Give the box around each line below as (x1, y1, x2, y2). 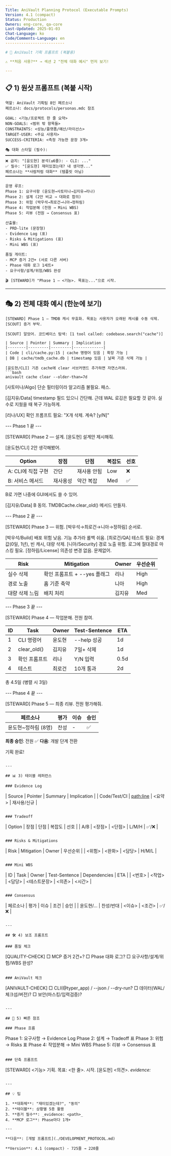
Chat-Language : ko (5, 31, 44, 36)
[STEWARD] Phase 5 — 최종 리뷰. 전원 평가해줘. (5, 701, 103, 707)
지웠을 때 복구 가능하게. (14, 401, 61, 407)
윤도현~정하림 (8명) (8, 724, 53, 731)
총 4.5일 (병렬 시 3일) (5, 679, 48, 685)
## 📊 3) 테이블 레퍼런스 (5, 774, 52, 779)
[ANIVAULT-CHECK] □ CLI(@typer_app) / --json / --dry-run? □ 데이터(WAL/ (5, 985, 165, 991)
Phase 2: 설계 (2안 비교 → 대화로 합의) (5, 195, 81, 200)
